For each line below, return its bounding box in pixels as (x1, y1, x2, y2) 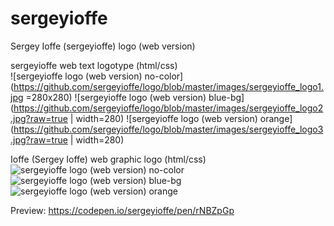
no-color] (144, 70, 184, 82)
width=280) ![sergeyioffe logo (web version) (75, 112, 258, 124)
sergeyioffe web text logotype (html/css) (10, 59, 178, 71)
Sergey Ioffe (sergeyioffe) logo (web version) (10, 40, 196, 52)
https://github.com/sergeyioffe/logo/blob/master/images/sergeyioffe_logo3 (13, 123, 324, 135)
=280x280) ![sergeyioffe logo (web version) (25, 91, 207, 103)
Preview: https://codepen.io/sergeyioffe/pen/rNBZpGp (10, 204, 235, 216)
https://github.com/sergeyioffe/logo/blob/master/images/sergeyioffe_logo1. (13, 80, 324, 92)
